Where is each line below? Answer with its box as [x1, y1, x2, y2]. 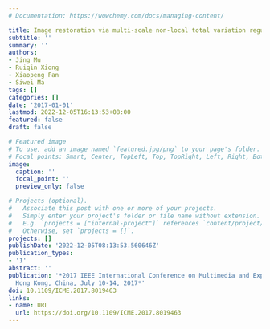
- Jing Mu [8, 56, 42, 64]
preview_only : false [15, 182, 84, 191]
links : [8, 294, 31, 302]
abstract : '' [8, 264, 52, 272]
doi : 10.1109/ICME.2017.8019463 [8, 286, 117, 294]
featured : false [8, 116, 63, 124]
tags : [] [8, 86, 38, 94]
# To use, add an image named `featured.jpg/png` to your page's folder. [8, 145, 261, 153]
